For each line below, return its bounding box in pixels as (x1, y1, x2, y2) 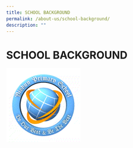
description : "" (6, 22, 46, 28)
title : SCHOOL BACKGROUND (6, 9, 70, 15)
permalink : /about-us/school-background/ (6, 15, 110, 22)
